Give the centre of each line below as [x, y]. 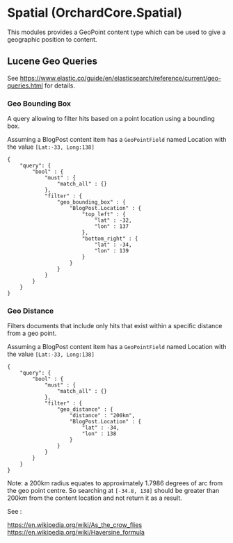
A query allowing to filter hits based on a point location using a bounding [111, 119]
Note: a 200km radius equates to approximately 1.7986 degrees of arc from [115, 483]
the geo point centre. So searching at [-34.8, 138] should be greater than [113, 491]
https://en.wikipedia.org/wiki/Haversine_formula [76, 533]
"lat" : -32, [113, 220]
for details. [59, 86]
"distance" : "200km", [102, 416]
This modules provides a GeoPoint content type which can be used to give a [116, 32]
